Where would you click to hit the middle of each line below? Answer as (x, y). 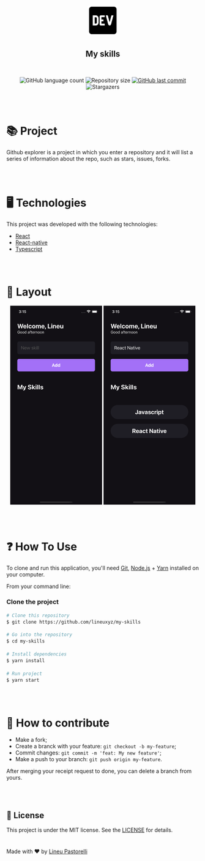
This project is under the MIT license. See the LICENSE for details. (90, 830)
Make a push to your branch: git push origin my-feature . (88, 759)
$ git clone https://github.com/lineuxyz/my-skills (73, 622)
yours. (14, 778)
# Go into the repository (39, 635)
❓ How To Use (42, 546)
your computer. (26, 574)
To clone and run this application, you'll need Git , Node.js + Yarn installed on (102, 568)
